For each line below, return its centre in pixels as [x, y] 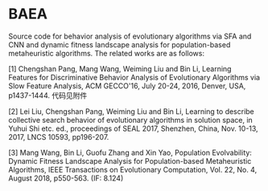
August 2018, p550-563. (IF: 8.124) [66, 178]
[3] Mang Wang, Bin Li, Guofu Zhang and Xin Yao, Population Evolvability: [130, 152]
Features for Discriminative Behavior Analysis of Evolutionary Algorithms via [134, 77]
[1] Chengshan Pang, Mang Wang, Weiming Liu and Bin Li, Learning [120, 68]
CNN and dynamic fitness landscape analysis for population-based [120, 44]
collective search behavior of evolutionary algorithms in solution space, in [131, 120]
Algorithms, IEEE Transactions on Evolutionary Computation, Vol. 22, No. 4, [133, 169]
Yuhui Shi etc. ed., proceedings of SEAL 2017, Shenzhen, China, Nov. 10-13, [134, 128]
